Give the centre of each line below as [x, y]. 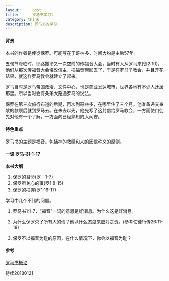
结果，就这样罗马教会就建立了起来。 [43, 76]
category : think [22, 19]
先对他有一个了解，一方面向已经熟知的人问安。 [54, 117]
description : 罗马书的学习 [31, 24]
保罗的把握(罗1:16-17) [34, 190]
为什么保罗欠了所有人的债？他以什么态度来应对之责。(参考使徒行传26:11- [88, 222]
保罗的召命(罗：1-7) [33, 177]
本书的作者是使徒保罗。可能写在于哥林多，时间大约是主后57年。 [72, 53]
